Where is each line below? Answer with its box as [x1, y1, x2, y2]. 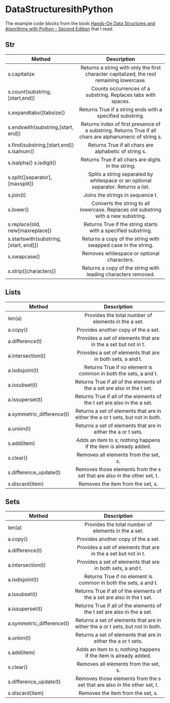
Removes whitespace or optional [81, 250, 160, 257]
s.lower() [8, 206, 29, 213]
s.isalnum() [8, 148, 34, 155]
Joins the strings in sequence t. [83, 191, 158, 198]
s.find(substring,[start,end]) [8, 141, 74, 148]
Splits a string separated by [88, 170, 153, 178]
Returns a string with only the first [80, 64, 161, 71]
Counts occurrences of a [91, 85, 150, 92]
